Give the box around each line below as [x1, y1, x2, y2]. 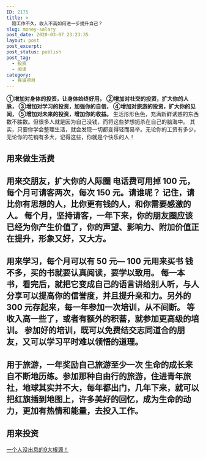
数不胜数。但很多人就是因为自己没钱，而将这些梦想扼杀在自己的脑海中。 [6, 118, 188, 126]
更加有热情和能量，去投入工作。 [22, 406, 143, 416]
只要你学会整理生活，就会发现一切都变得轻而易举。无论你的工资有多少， [17, 126, 199, 133]
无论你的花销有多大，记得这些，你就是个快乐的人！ [6, 133, 135, 141]
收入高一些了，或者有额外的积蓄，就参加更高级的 [6, 314, 191, 324]
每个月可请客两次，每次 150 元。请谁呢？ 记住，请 [6, 187, 195, 198]
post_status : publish [6, 49, 62, 55]
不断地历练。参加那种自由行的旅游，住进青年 [14, 371, 183, 381]
